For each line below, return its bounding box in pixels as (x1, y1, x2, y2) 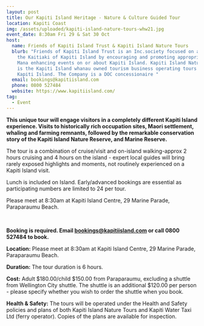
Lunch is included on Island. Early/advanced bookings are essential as (6, 178, 182, 186)
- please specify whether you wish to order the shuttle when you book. (6, 288, 184, 295)
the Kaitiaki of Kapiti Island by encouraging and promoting (17, 54, 175, 60)
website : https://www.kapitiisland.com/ (12, 88, 115, 94)
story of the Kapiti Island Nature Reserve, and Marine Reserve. (6, 135, 168, 143)
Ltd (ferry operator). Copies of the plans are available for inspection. (6, 313, 177, 320)
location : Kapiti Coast (6, 20, 67, 26)
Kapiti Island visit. (6, 167, 50, 174)
